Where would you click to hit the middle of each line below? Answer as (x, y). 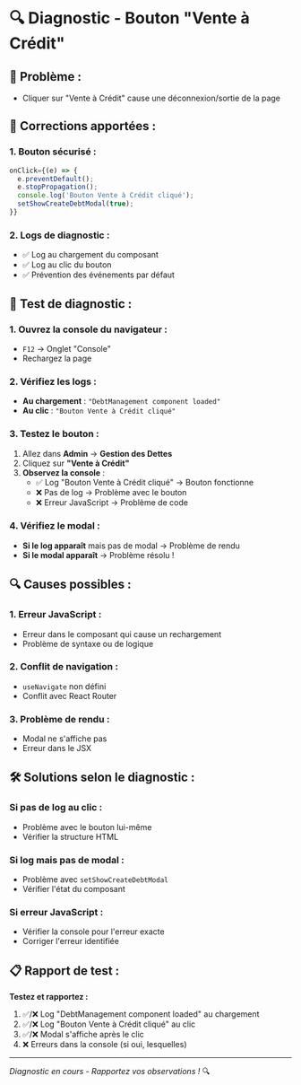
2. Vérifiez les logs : (53, 381)
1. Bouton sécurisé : (53, 152)
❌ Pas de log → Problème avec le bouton (111, 492)
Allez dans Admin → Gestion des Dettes (97, 453)
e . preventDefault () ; (56, 179)
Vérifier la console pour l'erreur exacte (93, 932)
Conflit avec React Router (69, 696)
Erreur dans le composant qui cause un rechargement (122, 634)
